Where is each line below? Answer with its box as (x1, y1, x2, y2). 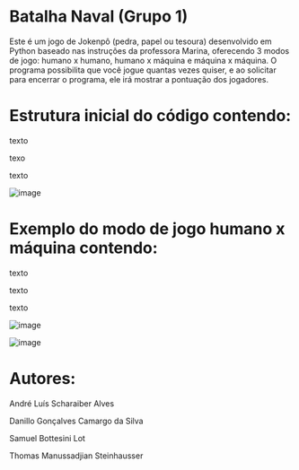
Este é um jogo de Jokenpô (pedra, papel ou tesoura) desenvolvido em (9, 36, 272, 47)
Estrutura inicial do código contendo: (9, 106, 292, 126)
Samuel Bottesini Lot (9, 432, 85, 443)
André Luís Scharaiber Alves (9, 397, 115, 409)
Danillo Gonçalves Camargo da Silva (9, 415, 144, 426)
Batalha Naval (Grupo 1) (9, 6, 189, 27)
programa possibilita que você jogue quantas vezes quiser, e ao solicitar (9, 65, 277, 75)
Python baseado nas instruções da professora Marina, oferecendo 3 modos (9, 45, 290, 56)
